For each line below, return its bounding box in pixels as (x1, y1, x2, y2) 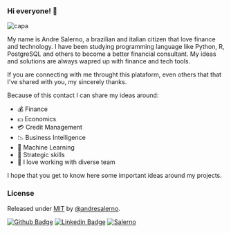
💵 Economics (17, 115, 57, 123)
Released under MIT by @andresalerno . (7, 204, 121, 212)
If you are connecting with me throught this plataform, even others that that (7, 70, 222, 79)
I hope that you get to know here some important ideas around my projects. (7, 172, 223, 180)
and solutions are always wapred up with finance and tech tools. (7, 57, 191, 65)
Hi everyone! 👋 (7, 6, 57, 16)
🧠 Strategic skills (17, 151, 65, 159)
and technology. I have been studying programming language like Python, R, (7, 43, 225, 51)
